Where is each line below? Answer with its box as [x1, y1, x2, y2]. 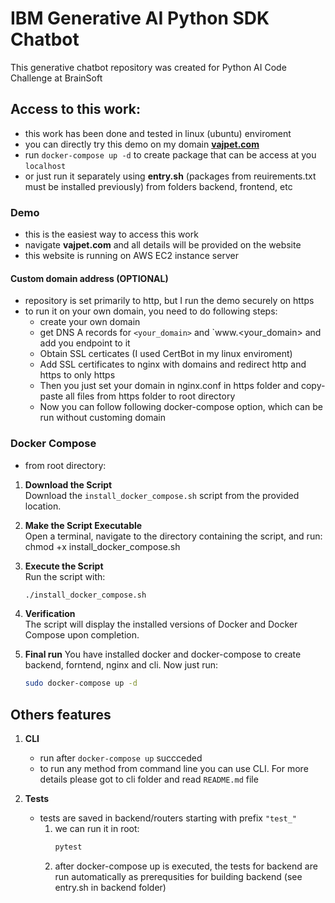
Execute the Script [24, 560, 104, 572]
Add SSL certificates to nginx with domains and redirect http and [39, 358, 307, 371]
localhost [24, 161, 67, 171]
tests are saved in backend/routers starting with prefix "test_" [39, 812, 298, 824]
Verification [24, 608, 76, 620]
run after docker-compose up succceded [39, 752, 203, 764]
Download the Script [24, 478, 113, 491]
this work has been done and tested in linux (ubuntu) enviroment [24, 127, 292, 139]
